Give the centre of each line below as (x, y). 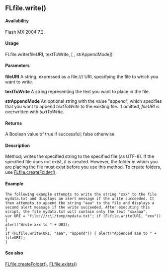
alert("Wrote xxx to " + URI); (38, 225)
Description (18, 145)
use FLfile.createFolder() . (31, 172)
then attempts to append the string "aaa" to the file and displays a (80, 203)
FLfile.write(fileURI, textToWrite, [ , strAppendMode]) (59, 54)
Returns (14, 123)
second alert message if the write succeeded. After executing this (78, 207)
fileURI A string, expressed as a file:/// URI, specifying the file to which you (82, 77)
